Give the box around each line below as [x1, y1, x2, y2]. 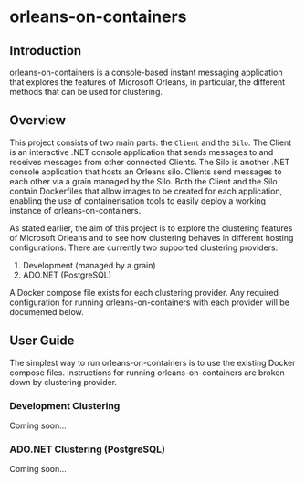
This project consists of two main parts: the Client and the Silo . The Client [9, 137, 292, 148]
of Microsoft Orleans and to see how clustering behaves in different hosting [9, 232, 294, 243]
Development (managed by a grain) [22, 259, 157, 270]
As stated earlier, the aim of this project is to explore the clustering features [9, 222, 293, 234]
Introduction [9, 43, 82, 58]
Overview [9, 112, 67, 129]
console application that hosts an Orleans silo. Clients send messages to [9, 166, 282, 177]
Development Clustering [9, 399, 121, 412]
